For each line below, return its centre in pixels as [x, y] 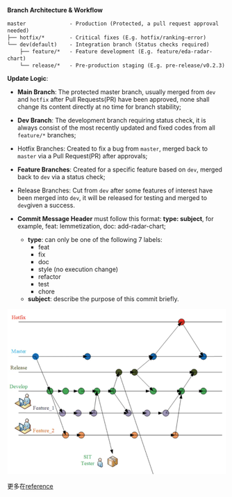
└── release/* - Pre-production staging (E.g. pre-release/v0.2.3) [123, 66]
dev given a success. [46, 205]
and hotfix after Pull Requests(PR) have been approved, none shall [113, 99]
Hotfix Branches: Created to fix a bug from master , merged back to [113, 148]
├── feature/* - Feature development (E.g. [87, 52]
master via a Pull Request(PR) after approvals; [82, 156]
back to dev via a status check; [61, 177]
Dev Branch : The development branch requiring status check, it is [111, 120]
